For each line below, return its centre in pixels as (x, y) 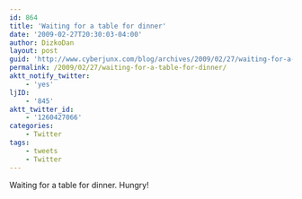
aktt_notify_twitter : (50, 76)
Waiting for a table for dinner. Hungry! (80, 185)
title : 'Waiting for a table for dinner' (88, 26)
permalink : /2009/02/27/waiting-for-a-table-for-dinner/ (118, 68)
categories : (31, 126)
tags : (19, 143)
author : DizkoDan (42, 43)
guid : (19, 59)
